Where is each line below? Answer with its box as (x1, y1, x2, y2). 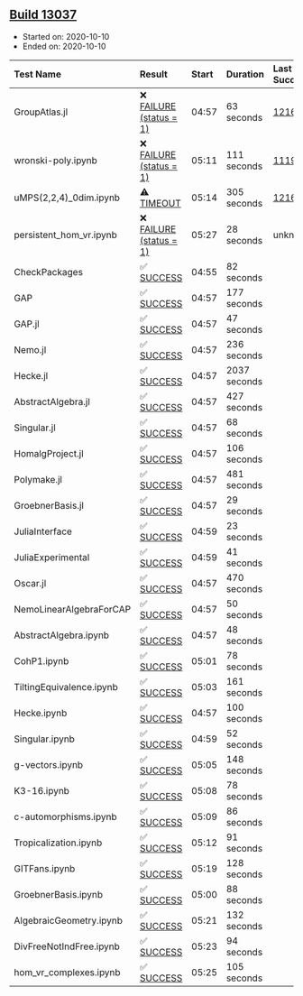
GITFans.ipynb (14, 862, 76, 874)
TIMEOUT (139, 197, 182, 209)
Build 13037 (9, 7, 78, 23)
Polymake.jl (14, 473, 63, 485)
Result (139, 68, 169, 80)
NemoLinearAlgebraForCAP (14, 603, 132, 615)
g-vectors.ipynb (14, 758, 84, 770)
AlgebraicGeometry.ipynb (14, 914, 124, 927)
